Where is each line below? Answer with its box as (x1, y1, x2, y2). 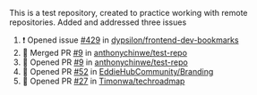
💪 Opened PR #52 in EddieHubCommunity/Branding (21, 67, 214, 76)
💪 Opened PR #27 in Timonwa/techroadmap (21, 75, 185, 86)
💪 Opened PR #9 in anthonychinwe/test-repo (21, 57, 188, 67)
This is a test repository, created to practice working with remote (9, 8, 248, 18)
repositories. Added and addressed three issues (9, 17, 187, 28)
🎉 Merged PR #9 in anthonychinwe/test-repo (21, 48, 188, 58)
